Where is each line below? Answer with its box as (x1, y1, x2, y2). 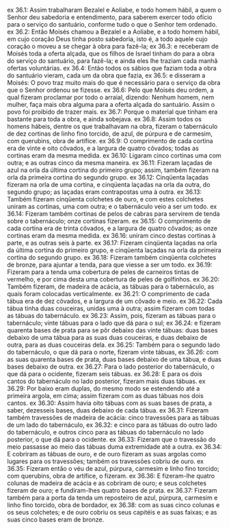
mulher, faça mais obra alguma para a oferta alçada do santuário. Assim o (7, 101, 215, 108)
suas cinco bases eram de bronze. (7, 515, 105, 524)
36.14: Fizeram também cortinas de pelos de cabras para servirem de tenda (7, 210, 220, 218)
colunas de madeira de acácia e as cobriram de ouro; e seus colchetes (7, 479, 207, 487)
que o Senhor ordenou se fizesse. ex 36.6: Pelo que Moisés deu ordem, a (7, 86, 214, 94)
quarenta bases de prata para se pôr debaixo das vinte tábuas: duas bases (7, 326, 218, 334)
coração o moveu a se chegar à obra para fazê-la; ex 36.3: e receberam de (7, 42, 219, 50)
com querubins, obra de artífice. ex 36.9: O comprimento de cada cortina (7, 137, 213, 145)
